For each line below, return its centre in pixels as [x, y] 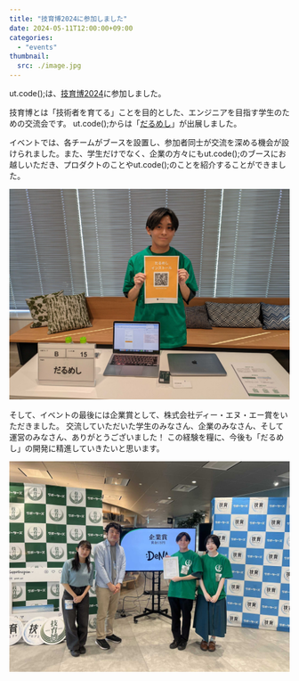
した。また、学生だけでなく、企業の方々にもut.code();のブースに [159, 153]
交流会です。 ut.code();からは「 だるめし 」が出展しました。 [133, 123]
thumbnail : [29, 57]
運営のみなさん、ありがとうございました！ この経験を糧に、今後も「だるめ [147, 437]
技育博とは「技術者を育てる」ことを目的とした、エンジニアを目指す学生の [145, 112]
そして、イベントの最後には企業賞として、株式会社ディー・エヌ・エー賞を [145, 415]
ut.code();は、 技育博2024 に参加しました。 [88, 93]
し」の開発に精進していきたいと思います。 [87, 448]
